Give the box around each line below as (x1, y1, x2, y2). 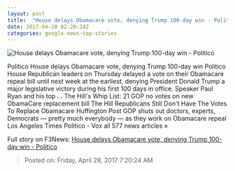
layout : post (7, 10, 45, 17)
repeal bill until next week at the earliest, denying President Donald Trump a (7, 77, 225, 86)
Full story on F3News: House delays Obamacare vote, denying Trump (7, 135, 208, 144)
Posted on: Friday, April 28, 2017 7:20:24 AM (24, 156, 153, 165)
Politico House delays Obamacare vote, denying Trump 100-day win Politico (7, 62, 226, 70)
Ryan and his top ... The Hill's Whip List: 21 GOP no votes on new (7, 92, 194, 101)
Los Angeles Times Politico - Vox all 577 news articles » (7, 121, 168, 130)
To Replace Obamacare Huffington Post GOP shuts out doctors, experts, (7, 107, 215, 115)
